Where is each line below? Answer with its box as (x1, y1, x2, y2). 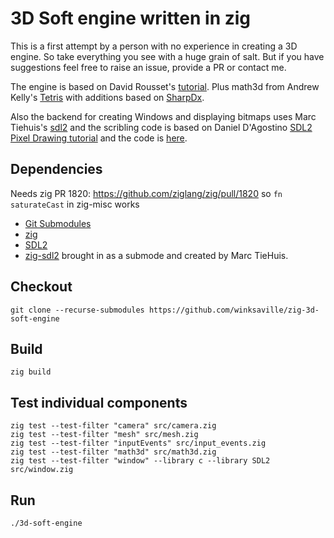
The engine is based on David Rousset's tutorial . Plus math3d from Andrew (10, 80, 320, 92)
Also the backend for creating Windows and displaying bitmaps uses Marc (10, 110, 317, 122)
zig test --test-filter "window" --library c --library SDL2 (10, 456, 271, 466)
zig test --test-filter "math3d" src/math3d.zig (10, 447, 217, 457)
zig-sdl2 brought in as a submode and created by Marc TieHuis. (24, 249, 289, 261)
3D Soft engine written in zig (10, 7, 252, 30)
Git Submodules (24, 217, 92, 229)
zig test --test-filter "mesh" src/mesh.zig (10, 430, 199, 440)
